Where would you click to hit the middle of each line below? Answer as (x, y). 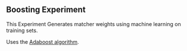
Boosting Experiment (46, 10)
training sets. (22, 30)
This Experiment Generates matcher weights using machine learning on (93, 24)
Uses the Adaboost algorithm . (42, 42)
